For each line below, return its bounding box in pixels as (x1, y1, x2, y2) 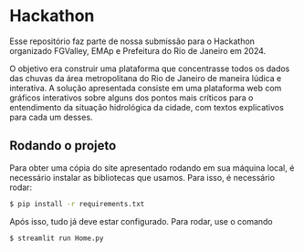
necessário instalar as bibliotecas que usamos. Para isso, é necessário (9, 172, 276, 183)
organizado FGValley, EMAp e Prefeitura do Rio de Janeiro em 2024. (9, 45, 267, 56)
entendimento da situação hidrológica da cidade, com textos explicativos (9, 101, 285, 112)
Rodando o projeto (9, 138, 117, 153)
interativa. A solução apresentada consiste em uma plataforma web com (9, 82, 282, 93)
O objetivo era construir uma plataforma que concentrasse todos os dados (9, 63, 290, 74)
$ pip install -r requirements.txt (9, 199, 145, 208)
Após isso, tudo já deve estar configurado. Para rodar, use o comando (9, 215, 273, 226)
